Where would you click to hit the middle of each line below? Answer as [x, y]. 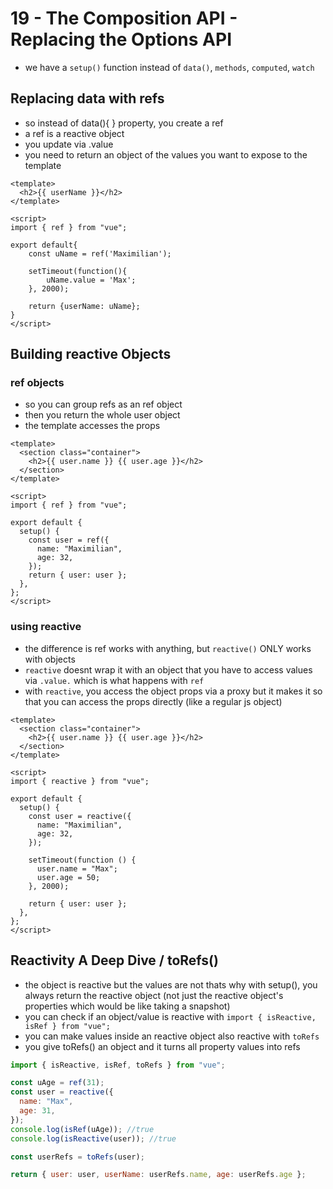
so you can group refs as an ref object [103, 404]
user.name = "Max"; [77, 868]
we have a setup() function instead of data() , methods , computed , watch [169, 67]
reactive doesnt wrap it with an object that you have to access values [168, 669]
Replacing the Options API [121, 39]
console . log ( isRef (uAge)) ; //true [82, 1129]
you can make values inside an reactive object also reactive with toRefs [172, 1036]
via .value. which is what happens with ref [114, 680]
